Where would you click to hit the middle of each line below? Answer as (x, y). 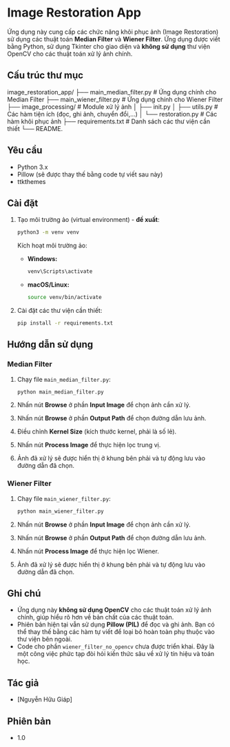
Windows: (42, 259)
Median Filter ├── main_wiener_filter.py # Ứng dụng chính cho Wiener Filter (115, 99)
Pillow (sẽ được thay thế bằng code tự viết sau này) (90, 174)
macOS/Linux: (49, 285)
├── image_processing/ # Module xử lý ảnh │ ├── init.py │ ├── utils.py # (113, 106)
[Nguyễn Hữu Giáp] (44, 699)
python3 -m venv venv (48, 232)
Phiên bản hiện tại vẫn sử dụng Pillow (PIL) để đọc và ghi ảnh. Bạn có (116, 624)
